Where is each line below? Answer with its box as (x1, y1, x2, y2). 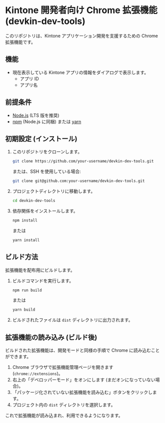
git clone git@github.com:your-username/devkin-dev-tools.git (12, 178, 145, 183)
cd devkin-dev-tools (12, 198, 55, 203)
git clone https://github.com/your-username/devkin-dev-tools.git (12, 159, 154, 164)
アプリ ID (19, 76, 39, 82)
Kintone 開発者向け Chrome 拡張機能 (5, 5, 157, 16)
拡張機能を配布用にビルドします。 (5, 267, 75, 273)
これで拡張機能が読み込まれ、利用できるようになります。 (5, 412, 123, 418)
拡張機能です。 (5, 39, 36, 45)
